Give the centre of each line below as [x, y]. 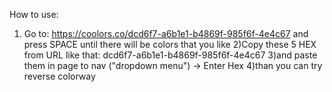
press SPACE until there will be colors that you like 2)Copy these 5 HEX [170, 44]
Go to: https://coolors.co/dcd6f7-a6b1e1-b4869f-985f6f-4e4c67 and [166, 33]
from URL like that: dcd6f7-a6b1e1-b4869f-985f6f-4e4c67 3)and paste [170, 55]
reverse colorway [59, 76]
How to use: [34, 14]
